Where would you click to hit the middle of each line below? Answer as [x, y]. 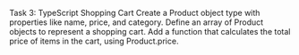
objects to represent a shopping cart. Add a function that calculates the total [150, 31]
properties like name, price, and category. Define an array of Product [137, 22]
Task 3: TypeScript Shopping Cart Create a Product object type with [135, 13]
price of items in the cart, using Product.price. [94, 41]
